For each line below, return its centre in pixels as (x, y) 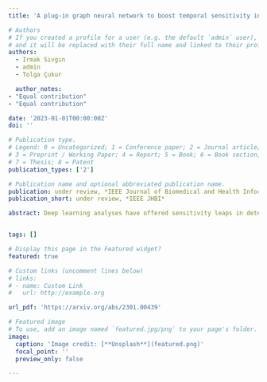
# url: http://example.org (56, 293)
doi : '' (21, 126)
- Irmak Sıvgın (41, 60)
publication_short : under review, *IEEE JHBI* (87, 199)
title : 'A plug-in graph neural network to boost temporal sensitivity (129, 16)
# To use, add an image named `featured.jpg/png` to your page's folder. (133, 329)
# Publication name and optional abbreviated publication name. (117, 184)
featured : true (33, 256)
